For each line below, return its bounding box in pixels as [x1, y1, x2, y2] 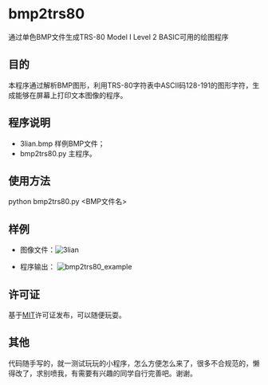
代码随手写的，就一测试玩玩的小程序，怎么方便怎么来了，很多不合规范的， [8, 358, 253, 367]
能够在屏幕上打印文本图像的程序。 [14, 90, 128, 100]
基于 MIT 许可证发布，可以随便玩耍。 [8, 310, 126, 320]
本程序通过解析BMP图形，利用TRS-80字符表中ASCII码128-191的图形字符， [8, 81, 253, 90]
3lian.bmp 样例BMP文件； [19, 139, 105, 148]
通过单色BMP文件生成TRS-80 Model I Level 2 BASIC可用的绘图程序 [8, 32, 229, 41]
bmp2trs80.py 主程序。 [19, 148, 97, 158]
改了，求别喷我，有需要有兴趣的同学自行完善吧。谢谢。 [14, 368, 197, 378]
